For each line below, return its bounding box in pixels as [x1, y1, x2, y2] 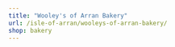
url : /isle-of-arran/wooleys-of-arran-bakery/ [8, 19, 168, 27]
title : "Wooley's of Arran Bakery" [8, 11, 128, 20]
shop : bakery [8, 26, 52, 34]
